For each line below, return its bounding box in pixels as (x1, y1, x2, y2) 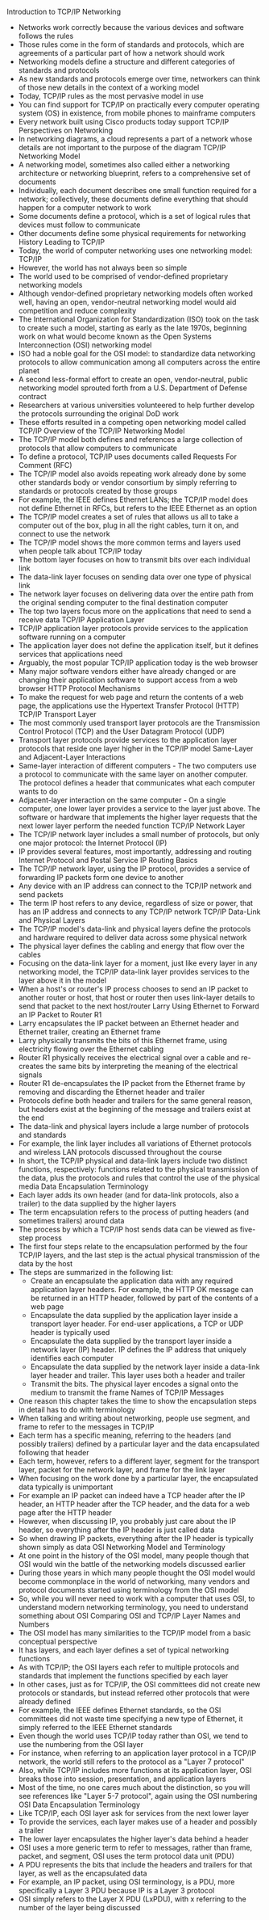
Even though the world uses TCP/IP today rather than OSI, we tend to (18, 1731, 249, 1741)
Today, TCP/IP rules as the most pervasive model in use (18, 91, 204, 100)
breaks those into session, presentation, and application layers (18, 1774, 226, 1783)
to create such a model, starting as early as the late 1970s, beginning (18, 323, 247, 332)
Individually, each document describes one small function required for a (18, 186, 258, 195)
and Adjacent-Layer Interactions (18, 752, 126, 762)
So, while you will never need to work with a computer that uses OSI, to (18, 1594, 255, 1603)
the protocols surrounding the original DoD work (18, 409, 180, 419)
